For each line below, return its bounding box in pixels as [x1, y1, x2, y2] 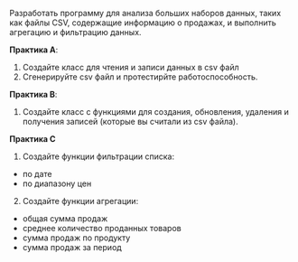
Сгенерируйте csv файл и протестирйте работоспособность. [22, 71, 258, 82]
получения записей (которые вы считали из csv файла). [22, 117, 239, 126]
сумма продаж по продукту [22, 232, 131, 243]
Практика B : [9, 89, 58, 99]
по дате [22, 169, 52, 179]
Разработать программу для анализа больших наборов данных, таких [9, 8, 282, 18]
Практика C [9, 134, 56, 144]
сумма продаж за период [22, 242, 122, 252]
